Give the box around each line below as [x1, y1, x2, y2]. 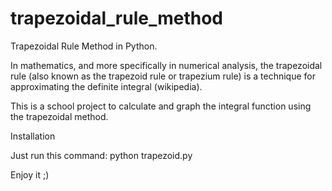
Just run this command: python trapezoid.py [10, 149, 193, 161]
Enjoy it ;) [10, 168, 50, 181]
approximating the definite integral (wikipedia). [10, 80, 203, 92]
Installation [10, 130, 56, 142]
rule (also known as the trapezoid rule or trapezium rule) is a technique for [10, 70, 317, 82]
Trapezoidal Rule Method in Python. [10, 40, 158, 52]
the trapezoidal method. [10, 110, 109, 122]
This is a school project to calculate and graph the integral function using [10, 100, 312, 112]
